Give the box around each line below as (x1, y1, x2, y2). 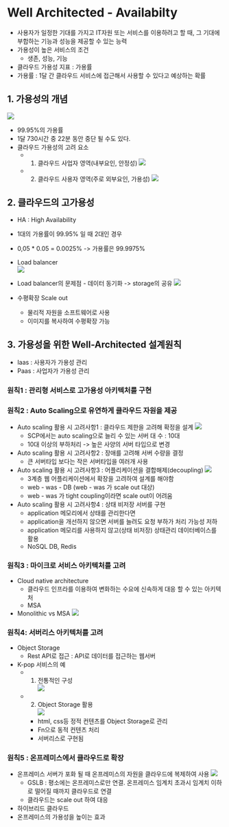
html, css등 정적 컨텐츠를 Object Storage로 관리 (37, 717, 168, 725)
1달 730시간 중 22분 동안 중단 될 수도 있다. (16, 134, 131, 142)
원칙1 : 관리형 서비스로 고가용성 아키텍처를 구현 (7, 386, 152, 396)
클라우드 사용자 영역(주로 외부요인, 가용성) (37, 174, 151, 183)
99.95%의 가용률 (16, 126, 64, 134)
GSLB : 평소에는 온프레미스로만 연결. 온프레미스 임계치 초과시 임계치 (27, 778, 210, 787)
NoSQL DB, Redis (27, 542, 77, 550)
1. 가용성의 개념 (7, 93, 69, 105)
